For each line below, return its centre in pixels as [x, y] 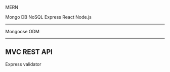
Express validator [23, 64]
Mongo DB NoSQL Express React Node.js [49, 17]
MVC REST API [29, 52]
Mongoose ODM [22, 31]
